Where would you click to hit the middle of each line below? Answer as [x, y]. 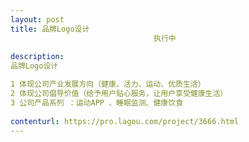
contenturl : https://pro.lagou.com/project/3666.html [125, 121]
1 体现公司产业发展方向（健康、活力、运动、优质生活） [108, 84]
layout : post [37, 19]
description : [37, 57]
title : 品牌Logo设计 [50, 29]
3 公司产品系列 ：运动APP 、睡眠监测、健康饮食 [97, 102]
